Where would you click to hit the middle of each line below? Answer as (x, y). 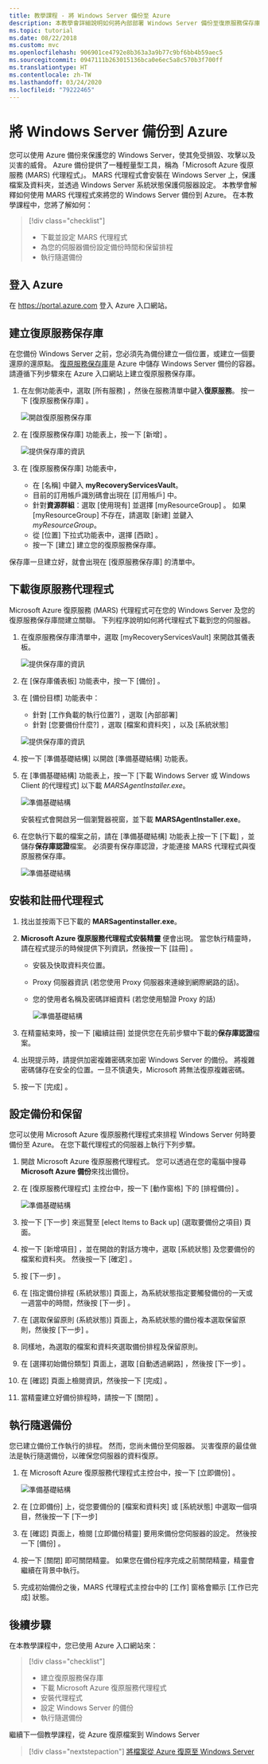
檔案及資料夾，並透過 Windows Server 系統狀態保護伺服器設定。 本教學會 (130, 185)
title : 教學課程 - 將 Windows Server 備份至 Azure (90, 16)
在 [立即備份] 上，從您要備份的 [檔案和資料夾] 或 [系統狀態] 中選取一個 (135, 1507)
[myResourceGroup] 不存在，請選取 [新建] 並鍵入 (113, 515)
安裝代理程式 (61, 1697)
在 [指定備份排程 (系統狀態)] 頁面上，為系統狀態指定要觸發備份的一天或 (137, 1293)
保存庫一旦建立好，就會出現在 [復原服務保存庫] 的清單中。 (104, 562)
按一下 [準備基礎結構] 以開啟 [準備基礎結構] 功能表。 (106, 759)
